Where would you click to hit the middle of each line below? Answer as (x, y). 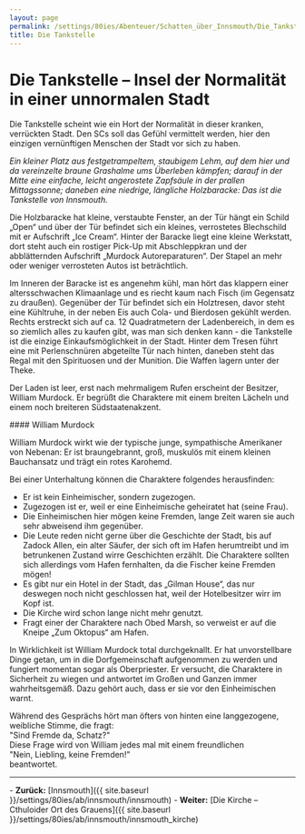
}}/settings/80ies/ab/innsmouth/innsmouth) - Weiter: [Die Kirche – (134, 800)
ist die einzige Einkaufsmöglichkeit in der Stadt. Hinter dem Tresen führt (144, 341)
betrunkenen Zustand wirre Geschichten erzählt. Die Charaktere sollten (156, 555)
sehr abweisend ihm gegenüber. (83, 526)
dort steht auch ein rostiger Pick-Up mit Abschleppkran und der (128, 246)
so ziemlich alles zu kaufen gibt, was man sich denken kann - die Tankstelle (151, 332)
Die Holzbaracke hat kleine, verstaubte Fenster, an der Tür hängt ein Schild (149, 217)
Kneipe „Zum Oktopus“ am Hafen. (86, 632)
